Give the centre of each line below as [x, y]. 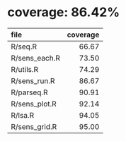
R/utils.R [25, 69]
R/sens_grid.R [34, 126]
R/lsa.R [22, 115]
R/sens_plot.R [34, 104]
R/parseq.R [29, 92]
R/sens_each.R [35, 58]
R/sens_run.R [33, 80]
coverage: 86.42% [64, 12]
